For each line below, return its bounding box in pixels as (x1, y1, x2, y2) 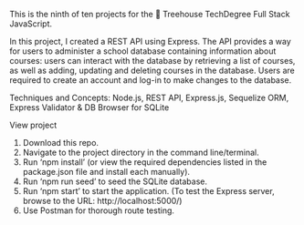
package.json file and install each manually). (22, 167, 190, 177)
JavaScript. (9, 18, 53, 29)
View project (9, 119, 58, 130)
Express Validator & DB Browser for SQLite (9, 102, 170, 113)
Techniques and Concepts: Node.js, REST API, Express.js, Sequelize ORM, (9, 92, 289, 103)
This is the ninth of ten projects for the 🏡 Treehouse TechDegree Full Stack (9, 9, 290, 19)
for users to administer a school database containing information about (9, 46, 277, 56)
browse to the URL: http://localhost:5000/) (22, 196, 183, 206)
